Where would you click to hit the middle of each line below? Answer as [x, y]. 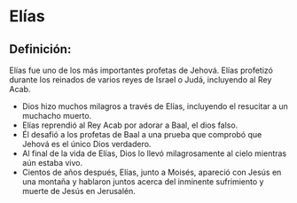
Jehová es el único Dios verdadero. [86, 144]
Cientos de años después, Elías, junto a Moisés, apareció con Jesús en [152, 172]
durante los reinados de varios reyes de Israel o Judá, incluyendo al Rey [141, 80]
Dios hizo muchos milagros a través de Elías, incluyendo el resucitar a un [155, 106]
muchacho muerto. [57, 116]
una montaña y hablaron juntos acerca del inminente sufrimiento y [143, 182]
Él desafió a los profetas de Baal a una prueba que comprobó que [142, 134]
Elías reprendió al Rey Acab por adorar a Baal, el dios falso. [130, 125]
